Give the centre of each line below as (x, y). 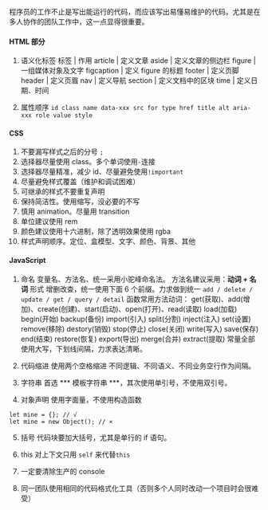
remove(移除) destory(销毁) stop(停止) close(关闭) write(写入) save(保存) (140, 328)
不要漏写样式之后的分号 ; (62, 152)
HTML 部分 (28, 41)
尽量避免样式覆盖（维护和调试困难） (80, 182)
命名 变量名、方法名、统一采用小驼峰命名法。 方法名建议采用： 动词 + (134, 279)
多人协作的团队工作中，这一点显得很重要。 (79, 22)
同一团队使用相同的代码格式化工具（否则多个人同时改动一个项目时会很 (136, 488)
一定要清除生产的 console (63, 471)
